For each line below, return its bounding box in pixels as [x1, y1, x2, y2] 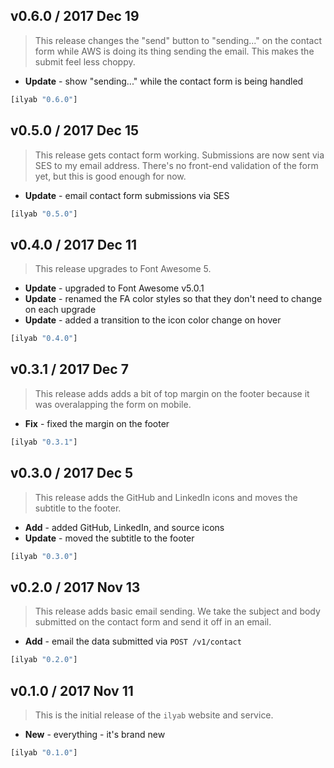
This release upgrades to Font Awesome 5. [34, 263, 212, 275]
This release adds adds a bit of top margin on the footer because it [34, 387, 310, 399]
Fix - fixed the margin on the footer [24, 417, 170, 429]
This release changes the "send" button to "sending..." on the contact [34, 34, 323, 46]
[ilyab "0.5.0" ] [10, 209, 78, 219]
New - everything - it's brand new [24, 728, 166, 740]
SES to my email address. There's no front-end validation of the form [34, 159, 319, 171]
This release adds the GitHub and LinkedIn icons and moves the [34, 491, 298, 503]
